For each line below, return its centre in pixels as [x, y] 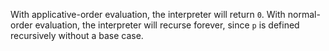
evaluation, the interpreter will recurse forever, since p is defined [167, 25]
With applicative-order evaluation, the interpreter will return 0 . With [148, 14]
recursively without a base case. [77, 35]
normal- [304, 14]
